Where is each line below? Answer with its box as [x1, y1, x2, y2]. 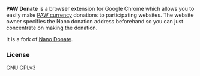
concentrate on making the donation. [6, 24, 98, 31]
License [6, 50, 30, 59]
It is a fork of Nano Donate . [6, 36, 73, 42]
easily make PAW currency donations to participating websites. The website [6, 11, 194, 19]
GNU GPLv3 [6, 64, 36, 71]
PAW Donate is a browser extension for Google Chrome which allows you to [6, 5, 195, 12]
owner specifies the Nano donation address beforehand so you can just [6, 18, 184, 25]
